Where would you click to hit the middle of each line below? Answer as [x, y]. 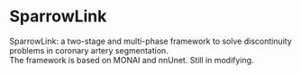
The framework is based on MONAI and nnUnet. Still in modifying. [132, 60]
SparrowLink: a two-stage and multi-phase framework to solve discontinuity [151, 41]
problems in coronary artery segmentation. [89, 50]
